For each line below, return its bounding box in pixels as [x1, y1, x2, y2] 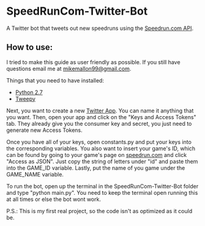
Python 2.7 [15, 89, 43, 96]
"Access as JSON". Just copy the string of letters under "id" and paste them [6, 158, 198, 165]
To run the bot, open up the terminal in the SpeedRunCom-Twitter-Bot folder [6, 182, 199, 190]
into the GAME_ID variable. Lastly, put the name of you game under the [6, 164, 185, 172]
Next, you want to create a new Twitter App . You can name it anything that [6, 107, 194, 114]
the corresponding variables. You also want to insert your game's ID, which [6, 145, 196, 152]
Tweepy [15, 95, 35, 102]
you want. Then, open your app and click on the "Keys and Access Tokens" [6, 113, 197, 120]
